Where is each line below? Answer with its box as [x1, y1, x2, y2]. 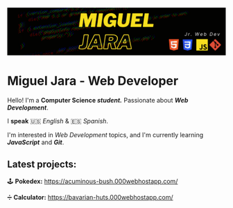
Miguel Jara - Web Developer [7, 73, 179, 89]
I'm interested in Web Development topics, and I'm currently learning [7, 131, 204, 139]
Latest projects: [7, 158, 77, 170]
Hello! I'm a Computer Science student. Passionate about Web [7, 96, 189, 105]
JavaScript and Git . [7, 138, 64, 146]
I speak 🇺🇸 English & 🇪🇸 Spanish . [7, 117, 109, 125]
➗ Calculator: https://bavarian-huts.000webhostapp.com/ [7, 193, 173, 201]
